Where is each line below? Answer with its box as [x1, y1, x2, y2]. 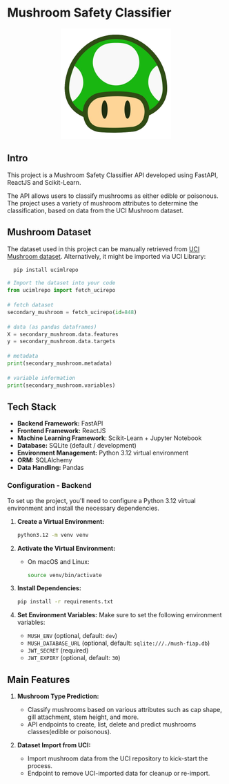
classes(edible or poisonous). [27, 728, 112, 736]
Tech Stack [7, 401, 57, 412]
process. [27, 762, 53, 770]
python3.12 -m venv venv [17, 531, 89, 538]
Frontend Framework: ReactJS [17, 427, 106, 435]
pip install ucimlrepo [13, 266, 79, 273]
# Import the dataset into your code [7, 280, 116, 286]
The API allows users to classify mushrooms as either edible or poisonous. [7, 192, 219, 200]
